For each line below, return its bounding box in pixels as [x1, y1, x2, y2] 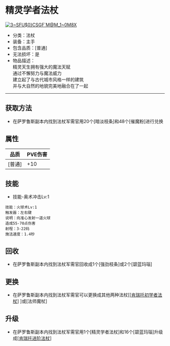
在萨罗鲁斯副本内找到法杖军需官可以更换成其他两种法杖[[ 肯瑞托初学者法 [12, 292, 163, 298]
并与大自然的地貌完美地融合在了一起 [12, 83, 89, 89]
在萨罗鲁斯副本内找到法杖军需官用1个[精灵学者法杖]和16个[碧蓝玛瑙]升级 [12, 329, 163, 335]
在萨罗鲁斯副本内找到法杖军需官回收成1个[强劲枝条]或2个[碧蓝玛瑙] [12, 261, 153, 267]
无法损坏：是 [12, 51, 39, 57]
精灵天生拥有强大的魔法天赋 [12, 64, 71, 70]
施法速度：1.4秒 [5, 232, 35, 237]
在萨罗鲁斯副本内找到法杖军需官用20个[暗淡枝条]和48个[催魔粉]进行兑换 [12, 118, 163, 124]
